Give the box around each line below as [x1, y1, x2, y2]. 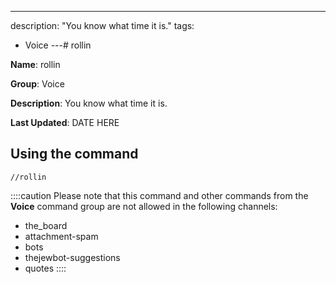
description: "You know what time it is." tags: [10, 20, 195, 31]
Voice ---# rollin [24, 39, 92, 51]
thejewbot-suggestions [24, 251, 121, 263]
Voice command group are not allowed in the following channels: [10, 200, 278, 212]
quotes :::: [24, 262, 67, 274]
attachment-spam [24, 230, 99, 242]
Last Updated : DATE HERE [10, 117, 120, 128]
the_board [24, 219, 68, 231]
